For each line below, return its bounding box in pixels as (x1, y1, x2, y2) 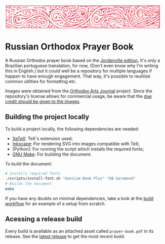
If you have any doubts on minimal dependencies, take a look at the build (5, 196, 154, 202)
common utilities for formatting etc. (5, 78, 77, 84)
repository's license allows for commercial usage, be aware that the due (5, 93, 152, 99)
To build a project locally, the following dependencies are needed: (5, 126, 139, 132)
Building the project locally (5, 113, 89, 121)
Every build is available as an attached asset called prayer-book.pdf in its (5, 228, 154, 234)
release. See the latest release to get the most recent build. (5, 233, 125, 239)
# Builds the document (5, 181, 52, 186)
